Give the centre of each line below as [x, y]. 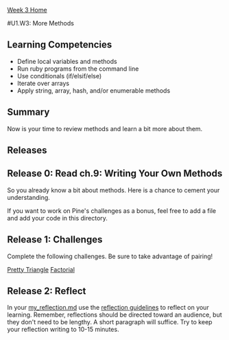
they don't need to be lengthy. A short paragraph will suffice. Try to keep [110, 322]
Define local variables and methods [67, 61]
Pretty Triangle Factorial [41, 269]
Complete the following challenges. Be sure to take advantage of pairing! [110, 256]
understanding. [28, 197]
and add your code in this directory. [58, 218]
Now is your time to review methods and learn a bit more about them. [105, 128]
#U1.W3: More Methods [40, 23]
